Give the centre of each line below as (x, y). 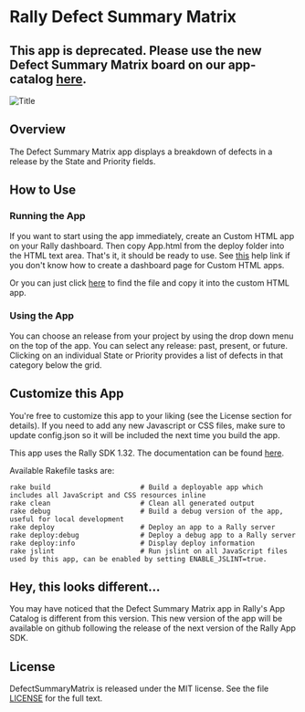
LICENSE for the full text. (56, 698)
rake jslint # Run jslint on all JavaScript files (148, 551)
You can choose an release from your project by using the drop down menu (152, 336)
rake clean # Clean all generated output (132, 503)
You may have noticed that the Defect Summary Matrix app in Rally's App (147, 609)
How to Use (43, 190)
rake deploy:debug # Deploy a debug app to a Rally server (153, 535)
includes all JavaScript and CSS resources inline (108, 495)
